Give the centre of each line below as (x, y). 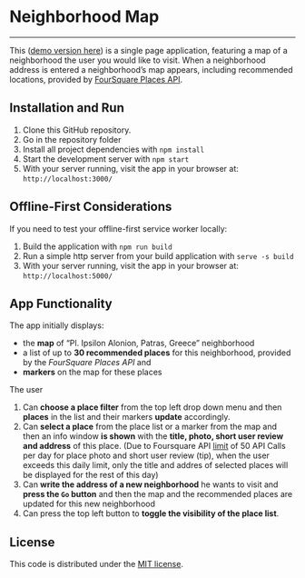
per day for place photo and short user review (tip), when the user (146, 455)
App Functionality (61, 303)
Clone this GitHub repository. (77, 130)
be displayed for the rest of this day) (90, 475)
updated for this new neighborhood (89, 504)
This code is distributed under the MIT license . (97, 564)
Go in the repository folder (72, 139)
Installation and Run (67, 108)
